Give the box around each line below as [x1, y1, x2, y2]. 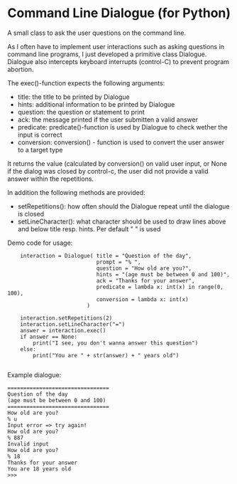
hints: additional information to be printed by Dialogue [17, 100, 175, 108]
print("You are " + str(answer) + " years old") [33, 352, 180, 359]
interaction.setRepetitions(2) [20, 315, 113, 322]
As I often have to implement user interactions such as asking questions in [7, 42, 225, 51]
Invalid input [7, 440, 50, 448]
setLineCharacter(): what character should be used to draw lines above [17, 217, 226, 226]
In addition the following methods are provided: [7, 188, 145, 196]
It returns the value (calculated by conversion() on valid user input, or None [7, 159, 227, 168]
